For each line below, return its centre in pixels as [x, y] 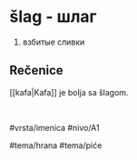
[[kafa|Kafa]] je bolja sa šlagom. [69, 92]
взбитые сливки [54, 42]
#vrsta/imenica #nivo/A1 [54, 127]
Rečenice [36, 70]
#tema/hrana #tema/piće [56, 145]
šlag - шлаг [53, 17]
